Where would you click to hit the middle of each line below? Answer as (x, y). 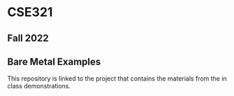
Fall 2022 (28, 38)
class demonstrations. (39, 86)
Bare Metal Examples (54, 61)
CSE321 (30, 12)
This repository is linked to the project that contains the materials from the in (117, 78)
